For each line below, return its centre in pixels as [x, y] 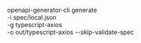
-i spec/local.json [32, 17]
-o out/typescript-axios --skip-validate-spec [71, 32]
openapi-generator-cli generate [52, 10]
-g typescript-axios [35, 25]
